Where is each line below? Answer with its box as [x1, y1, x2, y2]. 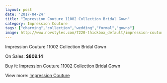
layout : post [5, 7, 32, 12]
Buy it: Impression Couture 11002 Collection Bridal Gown [5, 63, 121, 69]
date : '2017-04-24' [5, 12, 46, 17]
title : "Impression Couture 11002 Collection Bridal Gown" [5, 16, 130, 21]
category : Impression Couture [5, 21, 68, 26]
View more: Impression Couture [5, 73, 70, 78]
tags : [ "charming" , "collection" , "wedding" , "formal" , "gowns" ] [5, 26, 135, 31]
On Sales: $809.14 [5, 53, 43, 59]
